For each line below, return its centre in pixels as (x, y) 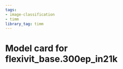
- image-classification (30, 14)
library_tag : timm (24, 24)
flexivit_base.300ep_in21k (61, 59)
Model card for (36, 48)
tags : (11, 10)
